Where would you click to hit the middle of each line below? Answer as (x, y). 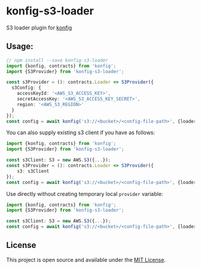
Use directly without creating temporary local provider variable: (85, 194)
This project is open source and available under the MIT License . (86, 259)
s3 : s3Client (33, 171)
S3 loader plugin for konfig (39, 28)
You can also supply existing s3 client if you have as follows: (81, 132)
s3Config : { (27, 88)
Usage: (20, 46)
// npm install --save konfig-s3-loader (57, 60)
